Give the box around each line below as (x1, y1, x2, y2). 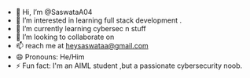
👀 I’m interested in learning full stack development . (15, 16, 182, 25)
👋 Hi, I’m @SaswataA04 (15, 8, 93, 16)
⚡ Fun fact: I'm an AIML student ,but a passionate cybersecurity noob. (15, 61, 243, 70)
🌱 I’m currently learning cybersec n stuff (15, 24, 147, 33)
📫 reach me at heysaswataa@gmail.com (15, 41, 149, 50)
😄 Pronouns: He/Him (15, 52, 85, 62)
